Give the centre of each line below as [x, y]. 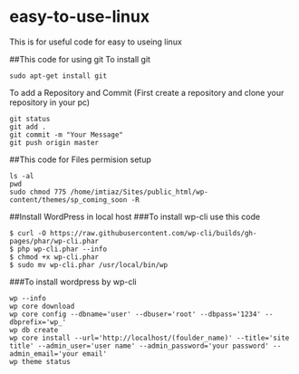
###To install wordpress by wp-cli [73, 282]
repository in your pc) [50, 102]
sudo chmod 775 [38, 192]
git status [30, 119]
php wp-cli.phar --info [62, 249]
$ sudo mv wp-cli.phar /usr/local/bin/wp [89, 264]
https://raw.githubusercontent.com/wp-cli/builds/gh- [153, 233]
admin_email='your [44, 354]
